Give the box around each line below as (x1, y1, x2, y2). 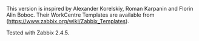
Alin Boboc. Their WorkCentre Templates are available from (6, 11, 155, 18)
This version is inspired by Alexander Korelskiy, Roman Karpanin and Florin (6, 5, 194, 12)
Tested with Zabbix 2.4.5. (6, 29, 70, 36)
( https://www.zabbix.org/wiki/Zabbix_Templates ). (6, 18, 129, 24)
